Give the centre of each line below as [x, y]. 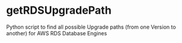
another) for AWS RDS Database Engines [57, 33]
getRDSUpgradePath [59, 10]
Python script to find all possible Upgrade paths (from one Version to [91, 27]
